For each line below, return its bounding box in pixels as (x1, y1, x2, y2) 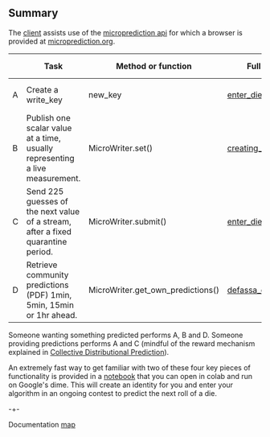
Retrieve (26, 259, 58, 270)
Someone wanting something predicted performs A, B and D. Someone (8, 330, 243, 340)
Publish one (26, 112, 71, 123)
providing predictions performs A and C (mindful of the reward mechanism (8, 338, 256, 348)
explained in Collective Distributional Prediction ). (8, 347, 170, 357)
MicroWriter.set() (88, 142, 153, 154)
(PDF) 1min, (26, 289, 72, 300)
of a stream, (26, 216, 72, 227)
